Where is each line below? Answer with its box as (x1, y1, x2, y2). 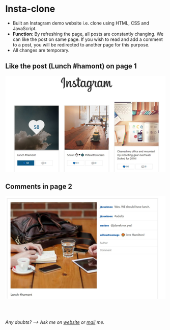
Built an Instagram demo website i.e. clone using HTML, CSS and (12, 20, 149, 26)
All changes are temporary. (12, 47, 70, 53)
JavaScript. (12, 25, 37, 31)
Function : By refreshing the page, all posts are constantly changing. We (12, 31, 164, 37)
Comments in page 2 (5, 182, 72, 191)
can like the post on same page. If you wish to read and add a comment (12, 36, 163, 42)
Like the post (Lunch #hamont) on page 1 (5, 62, 137, 70)
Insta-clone (5, 3, 55, 15)
